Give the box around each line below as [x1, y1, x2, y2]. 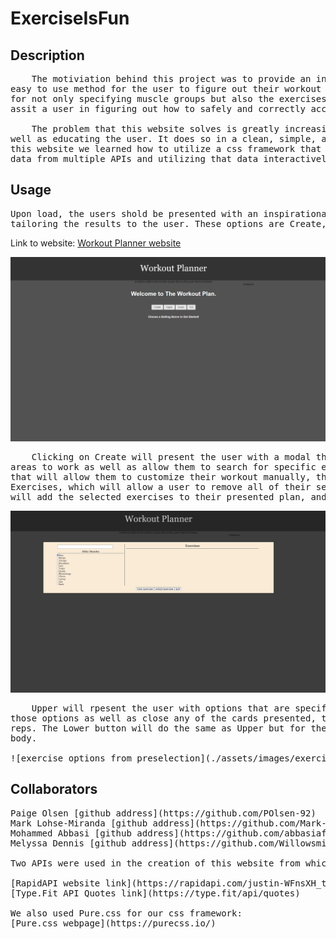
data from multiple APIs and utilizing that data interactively [10, 153, 333, 164]
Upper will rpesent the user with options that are [31, 703, 290, 714]
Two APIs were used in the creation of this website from [10, 857, 301, 869]
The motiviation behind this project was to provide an [31, 73, 312, 84]
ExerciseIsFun [10, 7, 130, 30]
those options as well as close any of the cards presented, [10, 713, 317, 724]
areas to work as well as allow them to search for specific [10, 462, 317, 473]
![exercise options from [10, 753, 132, 764]
